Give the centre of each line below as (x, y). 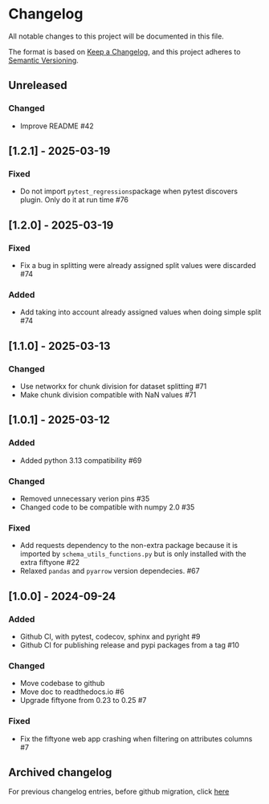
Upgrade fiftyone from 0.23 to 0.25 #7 (83, 700)
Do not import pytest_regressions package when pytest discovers (129, 191)
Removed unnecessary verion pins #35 (85, 498)
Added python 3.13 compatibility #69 (81, 460)
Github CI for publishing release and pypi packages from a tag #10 (129, 645)
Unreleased (38, 85)
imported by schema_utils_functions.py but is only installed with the (133, 554)
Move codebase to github (62, 684)
